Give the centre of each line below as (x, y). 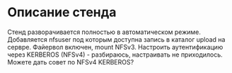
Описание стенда (62, 12)
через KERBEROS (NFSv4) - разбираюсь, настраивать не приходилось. (115, 55)
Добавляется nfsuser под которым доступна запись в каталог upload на (116, 39)
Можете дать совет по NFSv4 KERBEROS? (71, 62)
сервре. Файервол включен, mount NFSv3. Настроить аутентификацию (115, 47)
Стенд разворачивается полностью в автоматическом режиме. (104, 32)
